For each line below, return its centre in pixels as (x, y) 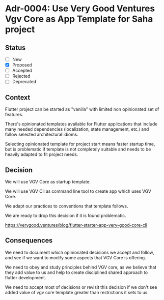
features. (14, 115)
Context (18, 97)
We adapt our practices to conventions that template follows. (67, 206)
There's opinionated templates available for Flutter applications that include (82, 124)
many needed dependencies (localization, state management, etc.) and (77, 129)
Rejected (21, 76)
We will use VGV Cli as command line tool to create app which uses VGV (78, 191)
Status (15, 47)
